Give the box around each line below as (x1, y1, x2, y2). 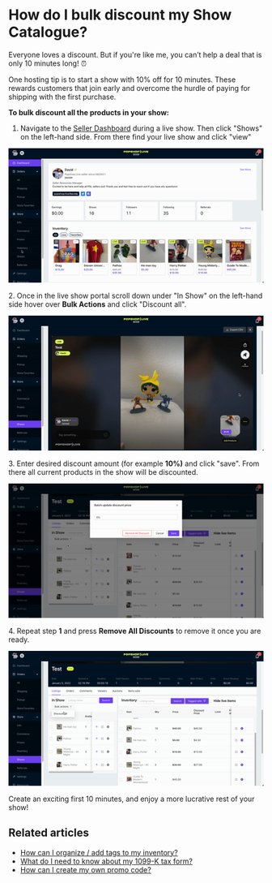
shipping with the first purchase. (8, 92, 117, 101)
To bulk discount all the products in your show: (8, 107, 170, 117)
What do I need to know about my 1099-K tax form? (19, 856, 193, 866)
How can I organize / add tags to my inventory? (19, 847, 178, 857)
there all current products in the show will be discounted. (8, 467, 198, 476)
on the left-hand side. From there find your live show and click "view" (19, 131, 252, 141)
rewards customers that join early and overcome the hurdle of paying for (8, 83, 251, 93)
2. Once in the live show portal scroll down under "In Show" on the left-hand (8, 291, 263, 301)
